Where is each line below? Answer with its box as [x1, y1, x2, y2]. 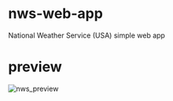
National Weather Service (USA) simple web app [8, 31, 165, 40]
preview [8, 58, 63, 76]
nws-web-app [8, 5, 104, 23]
